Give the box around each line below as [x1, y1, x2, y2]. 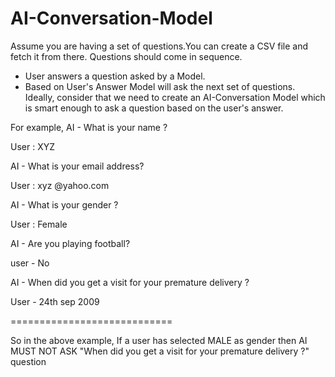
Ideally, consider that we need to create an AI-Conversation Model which [24, 91, 326, 103]
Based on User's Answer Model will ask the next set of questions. [24, 80, 296, 92]
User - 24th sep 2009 [10, 295, 100, 307]
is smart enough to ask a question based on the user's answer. [24, 102, 284, 114]
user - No [10, 257, 50, 269]
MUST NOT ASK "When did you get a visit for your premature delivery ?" [10, 345, 310, 357]
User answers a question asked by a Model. [24, 70, 206, 82]
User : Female [10, 218, 68, 230]
